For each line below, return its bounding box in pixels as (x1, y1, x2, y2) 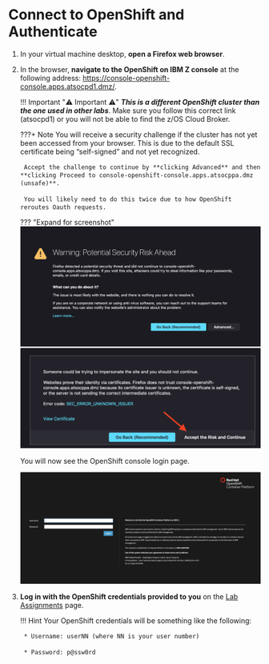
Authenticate (8, 22, 98, 41)
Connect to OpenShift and (8, 6, 185, 24)
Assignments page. (19, 601, 84, 610)
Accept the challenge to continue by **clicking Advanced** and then (23, 163, 261, 171)
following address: (19, 73, 82, 82)
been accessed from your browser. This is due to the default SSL (19, 138, 235, 147)
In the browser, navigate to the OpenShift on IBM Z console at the (19, 64, 239, 74)
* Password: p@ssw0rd (23, 649, 96, 657)
